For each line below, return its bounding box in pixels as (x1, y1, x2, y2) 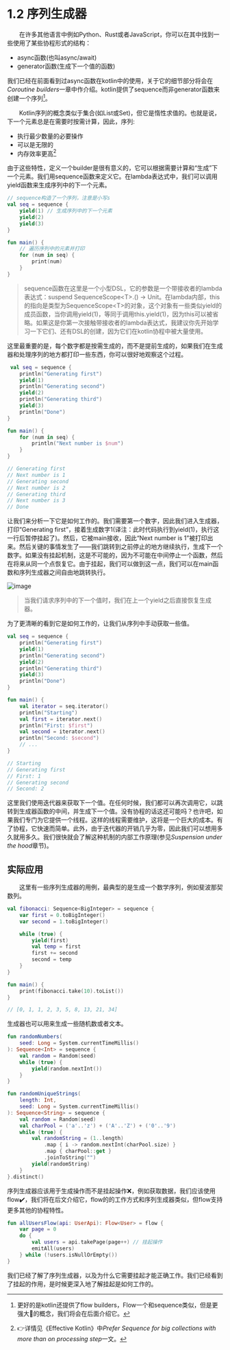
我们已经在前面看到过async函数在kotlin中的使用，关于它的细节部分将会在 (7, 76, 214, 84)
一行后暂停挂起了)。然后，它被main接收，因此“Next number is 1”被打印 (7, 534, 207, 542)
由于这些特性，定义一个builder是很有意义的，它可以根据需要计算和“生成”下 (7, 164, 218, 172)
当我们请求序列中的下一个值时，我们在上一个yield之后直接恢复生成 (23, 596, 212, 605)
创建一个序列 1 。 (7, 93, 51, 102)
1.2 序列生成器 (7, 6, 87, 22)
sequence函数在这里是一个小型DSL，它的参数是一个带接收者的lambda (23, 284, 222, 292)
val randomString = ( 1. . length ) (31, 1135, 125, 1142)
